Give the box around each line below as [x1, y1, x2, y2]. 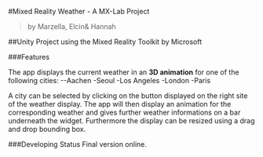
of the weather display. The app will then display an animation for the [8, 100, 232, 108]
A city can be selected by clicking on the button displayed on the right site [8, 91, 248, 100]
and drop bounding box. [8, 125, 86, 133]
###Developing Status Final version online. [8, 140, 148, 148]
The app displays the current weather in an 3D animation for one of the [8, 68, 239, 77]
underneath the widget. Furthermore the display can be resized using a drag [8, 116, 255, 125]
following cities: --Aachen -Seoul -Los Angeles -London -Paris [8, 76, 211, 85]
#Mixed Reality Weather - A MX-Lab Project [8, 7, 150, 16]
